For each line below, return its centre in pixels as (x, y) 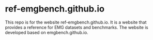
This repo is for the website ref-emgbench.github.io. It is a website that (76, 22)
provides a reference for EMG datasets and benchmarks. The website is (77, 27)
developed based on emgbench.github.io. (47, 32)
